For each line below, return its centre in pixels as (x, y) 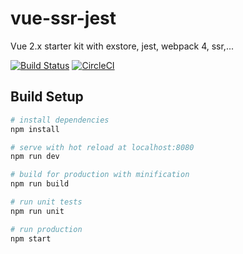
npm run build (40, 184)
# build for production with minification (100, 175)
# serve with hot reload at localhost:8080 (102, 147)
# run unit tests (46, 202)
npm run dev (35, 157)
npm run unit (37, 211)
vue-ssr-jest (63, 18)
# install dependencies (60, 120)
